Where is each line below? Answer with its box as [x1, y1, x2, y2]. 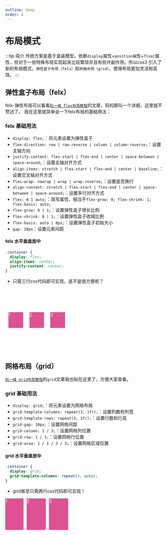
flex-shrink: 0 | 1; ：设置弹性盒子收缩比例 [12, 213, 104, 219]
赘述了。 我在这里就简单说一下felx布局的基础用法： [5, 109, 111, 115]
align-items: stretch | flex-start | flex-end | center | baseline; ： [12, 165, 164, 171]
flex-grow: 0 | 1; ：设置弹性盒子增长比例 [12, 207, 100, 213]
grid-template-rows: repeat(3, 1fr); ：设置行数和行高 [12, 415, 127, 421]
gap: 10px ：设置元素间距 [12, 225, 64, 232]
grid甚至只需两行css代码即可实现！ [12, 488, 86, 494]
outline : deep [5, 7, 35, 13]
